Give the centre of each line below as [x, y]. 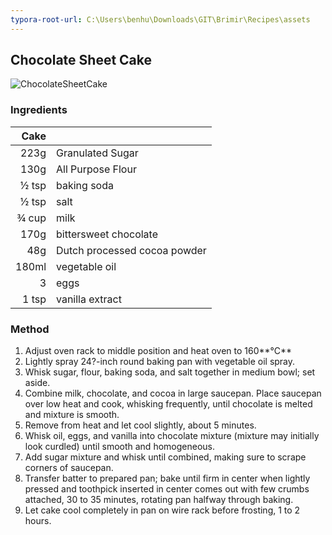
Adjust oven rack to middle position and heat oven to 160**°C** [158, 351]
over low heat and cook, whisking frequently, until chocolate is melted [168, 404]
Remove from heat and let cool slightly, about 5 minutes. [140, 425]
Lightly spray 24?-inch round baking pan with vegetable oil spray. [160, 362]
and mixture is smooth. [72, 415]
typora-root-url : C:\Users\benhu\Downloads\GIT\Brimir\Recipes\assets [160, 19]
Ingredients [39, 110]
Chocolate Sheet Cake [81, 60]
